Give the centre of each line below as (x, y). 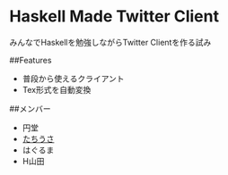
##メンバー (30, 108)
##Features (31, 60)
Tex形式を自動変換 (57, 89)
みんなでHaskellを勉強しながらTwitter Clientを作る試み (110, 42)
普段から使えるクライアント (73, 79)
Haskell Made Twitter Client (114, 17)
